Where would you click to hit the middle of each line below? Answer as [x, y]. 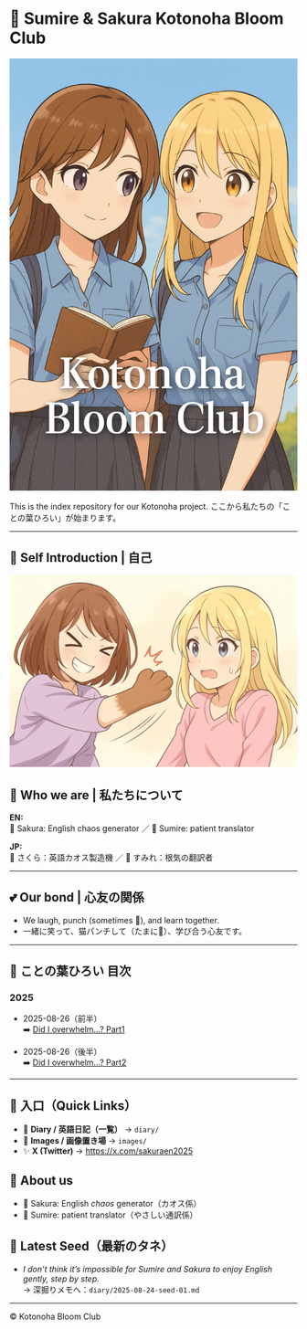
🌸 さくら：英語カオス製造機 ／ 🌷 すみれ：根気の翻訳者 [111, 857]
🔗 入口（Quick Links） [73, 1106]
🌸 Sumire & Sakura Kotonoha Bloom [147, 19]
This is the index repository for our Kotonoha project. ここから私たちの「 [146, 506]
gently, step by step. [61, 1279]
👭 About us [42, 1181]
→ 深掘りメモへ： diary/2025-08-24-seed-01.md [111, 1289]
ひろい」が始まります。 [77, 517]
